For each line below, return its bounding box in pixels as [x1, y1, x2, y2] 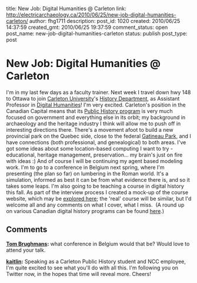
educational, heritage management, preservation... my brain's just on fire [6, 151, 183, 158]
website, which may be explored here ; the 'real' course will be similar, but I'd [6, 195, 192, 202]
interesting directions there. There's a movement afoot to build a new [6, 126, 173, 133]
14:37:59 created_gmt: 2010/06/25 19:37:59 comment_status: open [6, 24, 168, 31]
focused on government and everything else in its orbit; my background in [6, 114, 186, 121]
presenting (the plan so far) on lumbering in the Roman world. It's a [6, 170, 169, 177]
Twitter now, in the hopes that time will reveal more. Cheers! [6, 270, 151, 277]
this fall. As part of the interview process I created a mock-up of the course [6, 188, 189, 196]
